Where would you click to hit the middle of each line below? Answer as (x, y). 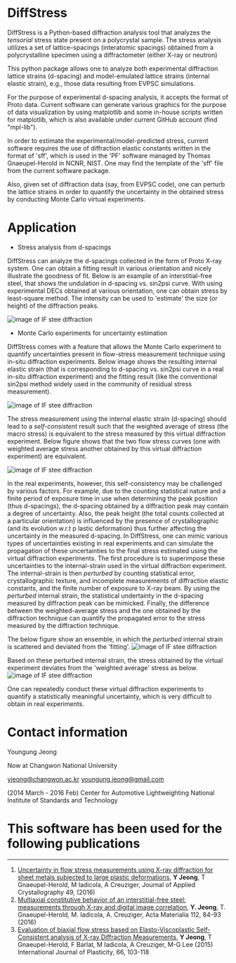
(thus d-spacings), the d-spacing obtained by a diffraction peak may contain (118, 505)
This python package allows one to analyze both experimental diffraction (113, 68)
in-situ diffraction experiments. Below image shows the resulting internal (112, 361)
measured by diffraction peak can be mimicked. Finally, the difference (108, 603)
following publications (74, 843)
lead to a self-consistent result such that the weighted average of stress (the (118, 426)
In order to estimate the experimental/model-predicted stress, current (108, 140)
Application (42, 228)
